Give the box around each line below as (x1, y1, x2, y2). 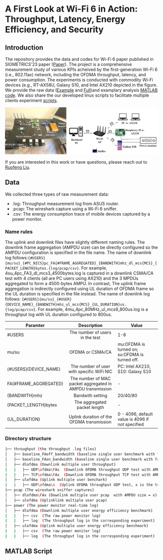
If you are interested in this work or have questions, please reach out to (5, 159, 147, 165)
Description (78, 322, 103, 328)
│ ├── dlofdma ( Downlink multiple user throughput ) (5, 462, 116, 467)
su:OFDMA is (117, 352, 144, 357)
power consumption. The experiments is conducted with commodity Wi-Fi (5, 77, 154, 83)
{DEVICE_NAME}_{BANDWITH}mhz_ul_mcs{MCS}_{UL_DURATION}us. (5, 302, 127, 307)
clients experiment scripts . (5, 98, 58, 103)
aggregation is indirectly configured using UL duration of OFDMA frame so (5, 286, 154, 292)
